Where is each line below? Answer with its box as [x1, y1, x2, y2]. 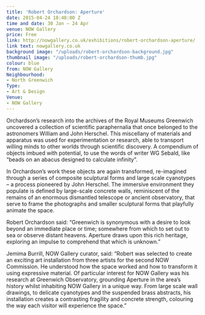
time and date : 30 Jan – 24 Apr [6, 20, 89, 26]
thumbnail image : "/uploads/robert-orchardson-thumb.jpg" [6, 54, 157, 61]
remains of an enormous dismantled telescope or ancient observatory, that [6, 193, 195, 201]
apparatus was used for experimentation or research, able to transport [6, 136, 184, 144]
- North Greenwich [6, 77, 53, 83]
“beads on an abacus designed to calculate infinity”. [6, 155, 138, 163]
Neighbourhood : [6, 72, 45, 78]
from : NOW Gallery [6, 65, 53, 72]
